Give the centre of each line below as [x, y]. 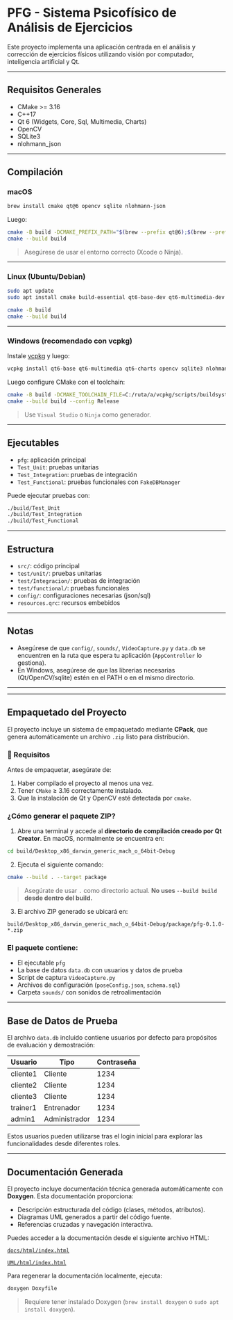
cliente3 [24, 1097]
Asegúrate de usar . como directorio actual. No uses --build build [120, 891]
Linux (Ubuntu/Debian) [46, 276]
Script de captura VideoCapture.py [66, 978]
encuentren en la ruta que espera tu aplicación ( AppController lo [110, 655]
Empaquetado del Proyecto [67, 713]
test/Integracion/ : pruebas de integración [79, 581]
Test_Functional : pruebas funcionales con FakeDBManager [99, 482]
